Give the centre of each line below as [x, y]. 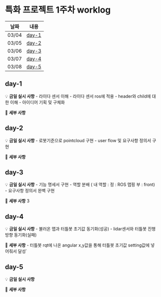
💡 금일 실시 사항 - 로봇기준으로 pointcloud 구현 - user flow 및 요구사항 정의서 [78, 140]
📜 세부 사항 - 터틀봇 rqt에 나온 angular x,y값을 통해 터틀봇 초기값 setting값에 [77, 245]
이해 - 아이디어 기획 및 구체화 [37, 102]
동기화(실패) [25, 235]
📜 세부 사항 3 [17, 201]
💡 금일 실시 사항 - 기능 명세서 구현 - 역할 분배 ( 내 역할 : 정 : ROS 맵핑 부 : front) [80, 184]
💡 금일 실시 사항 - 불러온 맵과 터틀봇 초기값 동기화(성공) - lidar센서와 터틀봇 [76, 229]
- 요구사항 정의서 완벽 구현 [30, 191]
